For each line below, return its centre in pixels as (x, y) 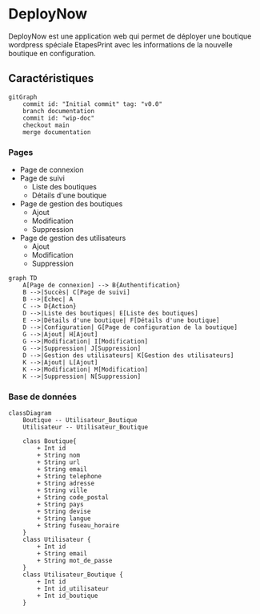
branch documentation (58, 111)
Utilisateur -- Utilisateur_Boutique (86, 427)
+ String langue (64, 518)
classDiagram (30, 413)
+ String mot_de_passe (75, 561)
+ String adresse (66, 484)
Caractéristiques (51, 78)
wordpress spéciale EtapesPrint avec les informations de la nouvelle (121, 44)
